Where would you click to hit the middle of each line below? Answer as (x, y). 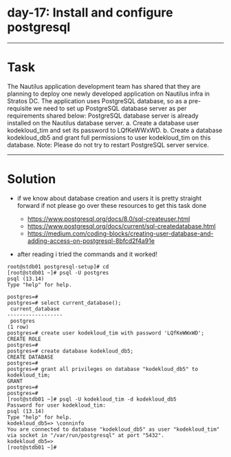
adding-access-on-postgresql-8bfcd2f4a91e (91, 241)
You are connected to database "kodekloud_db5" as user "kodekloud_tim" (113, 429)
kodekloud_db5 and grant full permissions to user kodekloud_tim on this (109, 137)
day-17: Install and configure (90, 13)
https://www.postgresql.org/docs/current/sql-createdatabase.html (121, 226)
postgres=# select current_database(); (64, 303)
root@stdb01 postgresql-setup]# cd (58, 266)
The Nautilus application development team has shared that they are (104, 86)
